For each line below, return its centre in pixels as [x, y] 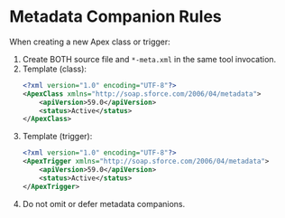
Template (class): [55, 69]
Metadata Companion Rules [116, 17]
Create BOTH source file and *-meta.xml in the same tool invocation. [149, 59]
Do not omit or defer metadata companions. [104, 204]
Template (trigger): [57, 137]
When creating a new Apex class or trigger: [90, 42]
